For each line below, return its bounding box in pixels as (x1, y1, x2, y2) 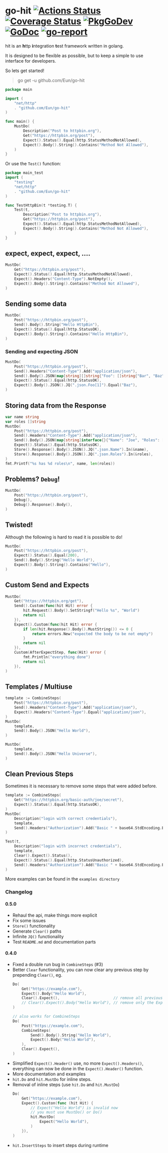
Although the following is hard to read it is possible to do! (5, 534, 122, 540)
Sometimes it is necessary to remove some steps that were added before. (5, 783, 157, 789)
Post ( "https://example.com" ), (21, 1023, 84, 1028)
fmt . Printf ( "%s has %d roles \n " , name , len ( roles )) (5, 461, 115, 466)
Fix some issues (12, 917, 46, 924)
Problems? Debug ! (5, 475, 60, 483)
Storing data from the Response (5, 401, 106, 410)
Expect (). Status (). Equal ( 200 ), (14, 553, 79, 558)
